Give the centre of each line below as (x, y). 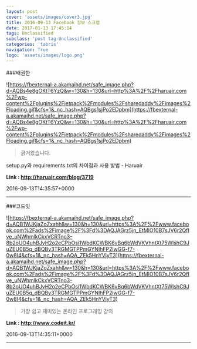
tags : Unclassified (30, 33)
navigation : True (27, 50)
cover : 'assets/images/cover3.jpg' (50, 17)
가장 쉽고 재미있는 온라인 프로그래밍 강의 (67, 311)
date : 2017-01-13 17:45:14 (39, 28)
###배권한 (18, 73)
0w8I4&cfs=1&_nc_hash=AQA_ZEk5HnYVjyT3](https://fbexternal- (85, 255)
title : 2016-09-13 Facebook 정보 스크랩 (53, 22)
